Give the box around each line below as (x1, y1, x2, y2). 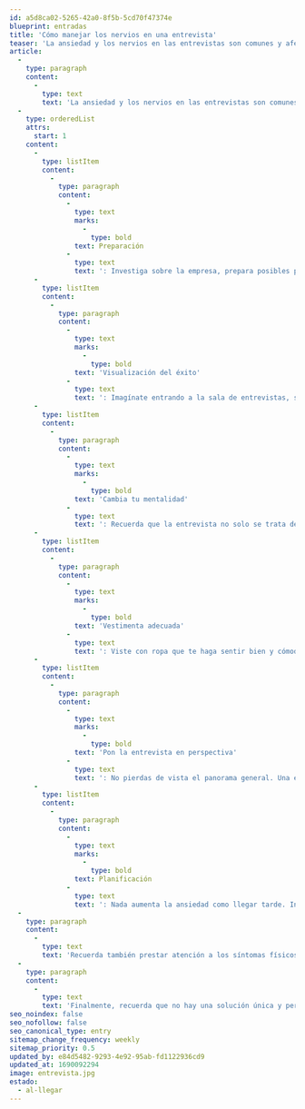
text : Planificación (74, 875, 152, 884)
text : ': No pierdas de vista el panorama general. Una (74, 773, 290, 782)
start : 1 (33, 132, 67, 141)
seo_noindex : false (9, 1010, 84, 1019)
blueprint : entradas (9, 22, 88, 31)
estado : (9, 1077, 39, 1086)
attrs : (25, 124, 51, 133)
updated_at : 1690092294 (9, 1060, 100, 1070)
